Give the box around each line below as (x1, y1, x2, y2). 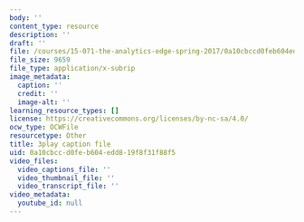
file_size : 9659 (9, 55, 71, 64)
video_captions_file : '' (17, 165, 111, 174)
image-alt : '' (17, 97, 71, 107)
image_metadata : (9, 72, 71, 82)
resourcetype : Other (9, 131, 88, 140)
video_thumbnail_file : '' (17, 173, 116, 182)
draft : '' (9, 38, 47, 48)
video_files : (9, 156, 59, 166)
